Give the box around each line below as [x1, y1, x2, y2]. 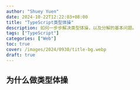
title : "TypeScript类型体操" [6, 19, 74, 25]
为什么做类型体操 [6, 75, 68, 85]
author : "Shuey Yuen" [6, 8, 59, 15]
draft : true [6, 52, 35, 58]
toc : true [6, 41, 31, 47]
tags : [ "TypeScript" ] [6, 30, 59, 36]
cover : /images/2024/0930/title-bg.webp [6, 47, 107, 53]
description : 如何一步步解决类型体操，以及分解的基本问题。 [6, 25, 137, 31]
